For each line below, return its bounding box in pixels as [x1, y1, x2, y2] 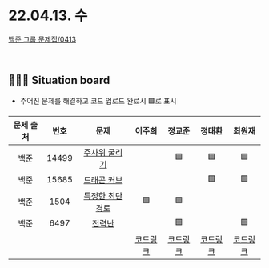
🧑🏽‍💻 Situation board [8, 74, 110, 87]
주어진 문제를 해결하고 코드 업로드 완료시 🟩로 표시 [19, 96, 177, 106]
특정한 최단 [83, 190, 123, 202]
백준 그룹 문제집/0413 [8, 34, 77, 44]
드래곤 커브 [83, 174, 123, 186]
